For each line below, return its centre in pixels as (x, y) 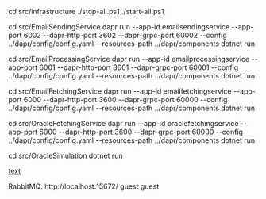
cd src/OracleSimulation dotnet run (66, 155)
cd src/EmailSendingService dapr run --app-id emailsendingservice (119, 27)
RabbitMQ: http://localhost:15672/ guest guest (84, 186)
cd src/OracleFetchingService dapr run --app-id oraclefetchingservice (123, 123)
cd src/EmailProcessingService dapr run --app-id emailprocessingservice (129, 59)
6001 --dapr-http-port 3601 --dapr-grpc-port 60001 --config (139, 67)
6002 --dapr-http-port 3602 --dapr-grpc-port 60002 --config (125, 35)
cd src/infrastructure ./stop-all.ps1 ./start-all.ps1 (86, 11)
